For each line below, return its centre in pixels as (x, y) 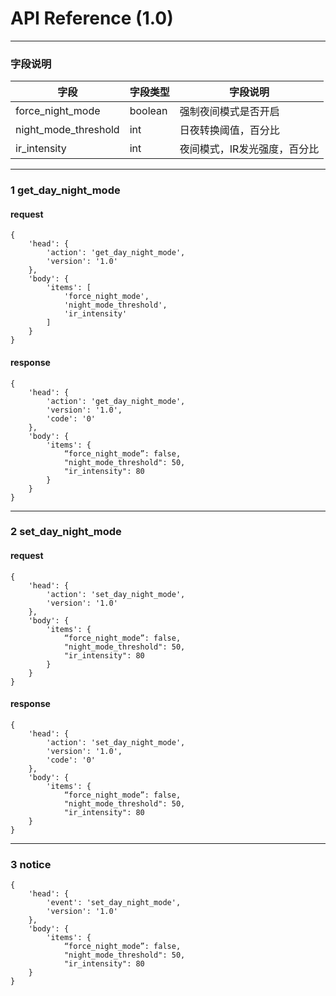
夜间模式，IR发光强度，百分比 (249, 149)
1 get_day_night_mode (65, 190)
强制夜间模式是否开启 (229, 112)
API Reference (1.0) (92, 18)
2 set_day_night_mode (66, 532)
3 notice (31, 864)
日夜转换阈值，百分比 (229, 130)
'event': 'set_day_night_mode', (114, 903)
